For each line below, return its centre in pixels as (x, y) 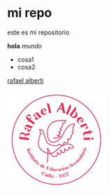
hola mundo (24, 46)
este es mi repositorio (38, 32)
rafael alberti (25, 80)
